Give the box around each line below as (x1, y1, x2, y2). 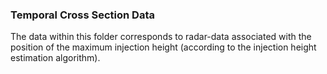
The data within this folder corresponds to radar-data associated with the (10, 31, 312, 43)
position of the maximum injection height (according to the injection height (10, 41, 317, 53)
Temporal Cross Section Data (10, 8, 155, 22)
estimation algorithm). (10, 52, 101, 64)
